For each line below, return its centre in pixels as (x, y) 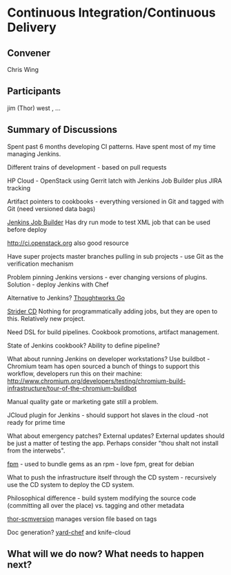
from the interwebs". (36, 450)
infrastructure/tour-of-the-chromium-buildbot (72, 388)
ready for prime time (36, 422)
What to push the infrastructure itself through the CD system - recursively (112, 477)
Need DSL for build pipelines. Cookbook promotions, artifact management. (113, 332)
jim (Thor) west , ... (34, 108)
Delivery (32, 27)
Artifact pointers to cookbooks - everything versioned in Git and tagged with (115, 201)
